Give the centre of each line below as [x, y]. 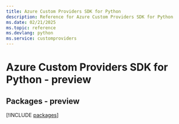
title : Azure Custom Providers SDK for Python [64, 11]
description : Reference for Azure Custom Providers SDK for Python [90, 17]
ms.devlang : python [30, 33]
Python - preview [49, 80]
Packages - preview [43, 101]
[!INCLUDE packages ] [32, 115]
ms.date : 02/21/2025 [31, 22]
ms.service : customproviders [41, 38]
